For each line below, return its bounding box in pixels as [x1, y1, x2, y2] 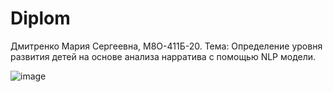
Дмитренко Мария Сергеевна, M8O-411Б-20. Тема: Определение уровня [10, 40, 323, 52]
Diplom [10, 7, 71, 30]
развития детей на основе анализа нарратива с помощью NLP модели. [10, 50, 317, 62]
